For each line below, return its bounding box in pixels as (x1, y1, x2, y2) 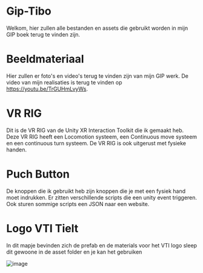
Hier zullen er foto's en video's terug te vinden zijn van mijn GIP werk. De (6, 72, 189, 80)
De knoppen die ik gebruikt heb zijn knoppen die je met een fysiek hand (6, 187, 186, 195)
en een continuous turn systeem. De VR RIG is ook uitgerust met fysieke (6, 139, 187, 147)
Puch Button (6, 167, 70, 181)
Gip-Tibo (6, 4, 52, 18)
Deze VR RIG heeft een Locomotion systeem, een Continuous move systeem (6, 133, 198, 140)
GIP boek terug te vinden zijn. (6, 30, 81, 38)
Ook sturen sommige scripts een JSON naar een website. (6, 200, 150, 207)
